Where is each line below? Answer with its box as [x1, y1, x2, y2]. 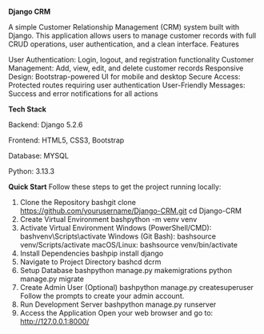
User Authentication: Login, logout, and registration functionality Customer [8, 55, 254, 64]
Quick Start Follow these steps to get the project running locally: [8, 182, 222, 191]
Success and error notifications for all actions [8, 89, 158, 99]
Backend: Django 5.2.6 [8, 120, 83, 129]
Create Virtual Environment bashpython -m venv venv [19, 215, 198, 223]
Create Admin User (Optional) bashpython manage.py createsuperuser [19, 283, 254, 292]
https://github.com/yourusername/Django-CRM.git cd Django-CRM [19, 206, 242, 215]
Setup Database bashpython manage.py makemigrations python [19, 266, 232, 275]
